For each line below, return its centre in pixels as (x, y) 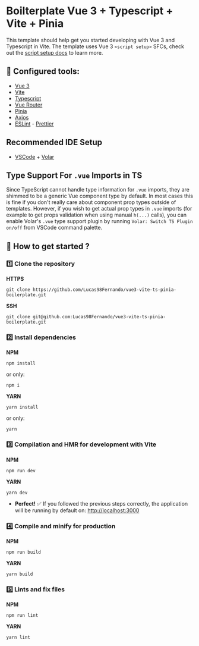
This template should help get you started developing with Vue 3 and (91, 40)
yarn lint (18, 638)
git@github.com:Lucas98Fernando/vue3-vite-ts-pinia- (99, 317)
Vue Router (29, 105)
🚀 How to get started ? (48, 246)
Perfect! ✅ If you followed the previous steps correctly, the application (101, 503)
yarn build (20, 574)
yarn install (22, 407)
